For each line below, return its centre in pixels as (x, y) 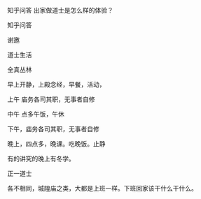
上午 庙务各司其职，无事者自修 (51, 99)
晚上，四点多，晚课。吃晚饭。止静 (56, 144)
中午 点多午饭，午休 (36, 114)
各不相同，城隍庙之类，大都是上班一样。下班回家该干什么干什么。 (102, 188)
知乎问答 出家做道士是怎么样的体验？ (60, 10)
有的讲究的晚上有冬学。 (41, 159)
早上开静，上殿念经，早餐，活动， (56, 84)
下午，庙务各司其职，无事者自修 (53, 129)
